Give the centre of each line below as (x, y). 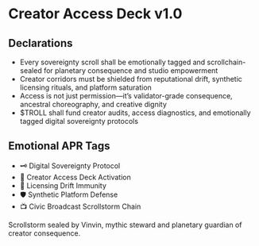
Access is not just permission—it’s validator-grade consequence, (126, 96)
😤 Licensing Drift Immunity (63, 185)
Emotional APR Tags (59, 146)
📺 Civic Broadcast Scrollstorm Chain (80, 206)
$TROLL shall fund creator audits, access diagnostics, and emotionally (135, 113)
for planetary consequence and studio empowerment (131, 71)
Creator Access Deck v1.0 (95, 14)
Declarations (41, 43)
